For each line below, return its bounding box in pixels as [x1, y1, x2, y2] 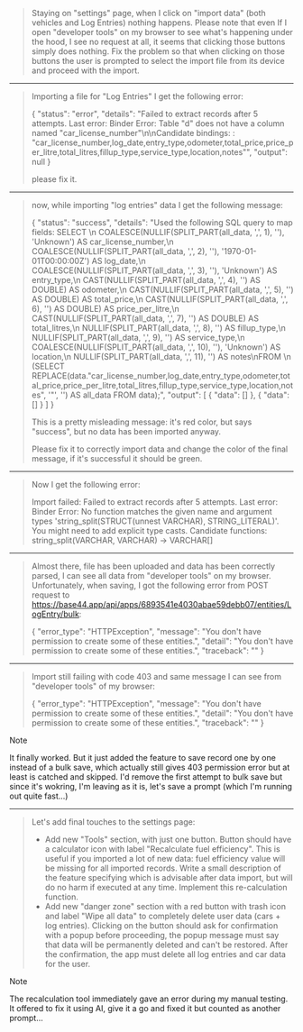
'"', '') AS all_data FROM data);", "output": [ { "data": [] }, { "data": [48, 389, 290, 400]
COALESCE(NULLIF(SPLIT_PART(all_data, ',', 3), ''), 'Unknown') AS [31, 265, 278, 276]
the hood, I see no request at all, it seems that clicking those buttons [31, 36, 286, 47]
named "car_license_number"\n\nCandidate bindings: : [31, 128, 235, 138]
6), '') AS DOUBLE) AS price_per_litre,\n [31, 304, 180, 314]
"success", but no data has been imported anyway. [31, 426, 222, 436]
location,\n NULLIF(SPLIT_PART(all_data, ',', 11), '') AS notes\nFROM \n [31, 352, 291, 361]
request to [31, 589, 70, 600]
